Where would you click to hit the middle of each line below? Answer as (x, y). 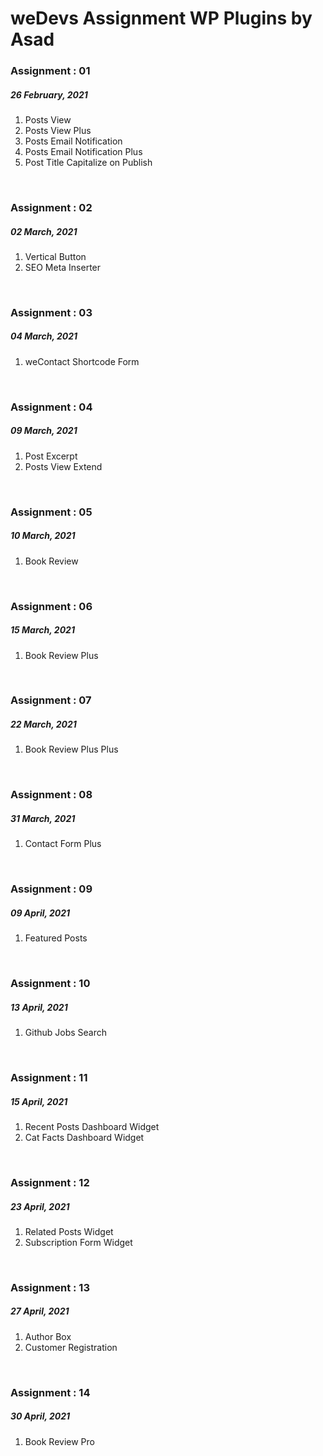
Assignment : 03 (51, 312)
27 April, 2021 (40, 1311)
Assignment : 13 (50, 1287)
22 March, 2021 (43, 724)
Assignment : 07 (51, 700)
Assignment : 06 (51, 606)
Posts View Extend (63, 466)
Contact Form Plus (63, 844)
